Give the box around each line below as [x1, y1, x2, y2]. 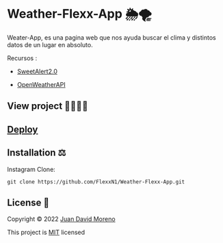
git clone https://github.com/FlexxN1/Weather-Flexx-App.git [7, 178, 185, 186]
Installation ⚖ [7, 147, 66, 159]
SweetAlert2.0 [16, 67, 58, 75]
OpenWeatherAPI [16, 80, 66, 88]
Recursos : [7, 53, 38, 62]
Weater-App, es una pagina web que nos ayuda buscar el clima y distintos [7, 33, 217, 42]
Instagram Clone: [7, 165, 56, 173]
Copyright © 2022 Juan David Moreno [7, 215, 116, 223]
